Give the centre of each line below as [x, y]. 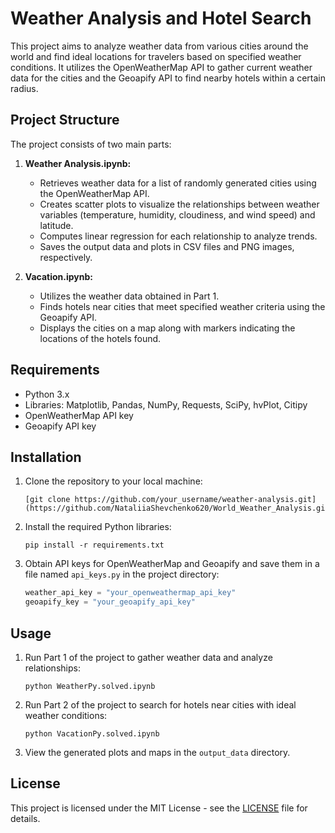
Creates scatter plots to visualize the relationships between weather [179, 204]
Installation [46, 457]
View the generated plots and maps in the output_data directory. [157, 752]
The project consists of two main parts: [91, 144]
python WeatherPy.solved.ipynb [90, 686]
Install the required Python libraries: [98, 527]
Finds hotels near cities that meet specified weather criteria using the [182, 306]
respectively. [66, 257]
